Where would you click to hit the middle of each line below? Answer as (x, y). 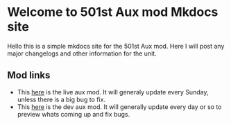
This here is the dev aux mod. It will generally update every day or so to (119, 107)
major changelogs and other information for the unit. (82, 53)
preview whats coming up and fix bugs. (74, 114)
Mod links (29, 75)
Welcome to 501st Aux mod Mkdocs (113, 12)
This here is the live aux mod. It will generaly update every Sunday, (113, 92)
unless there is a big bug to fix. (61, 99)
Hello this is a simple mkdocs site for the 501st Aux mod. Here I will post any (116, 46)
